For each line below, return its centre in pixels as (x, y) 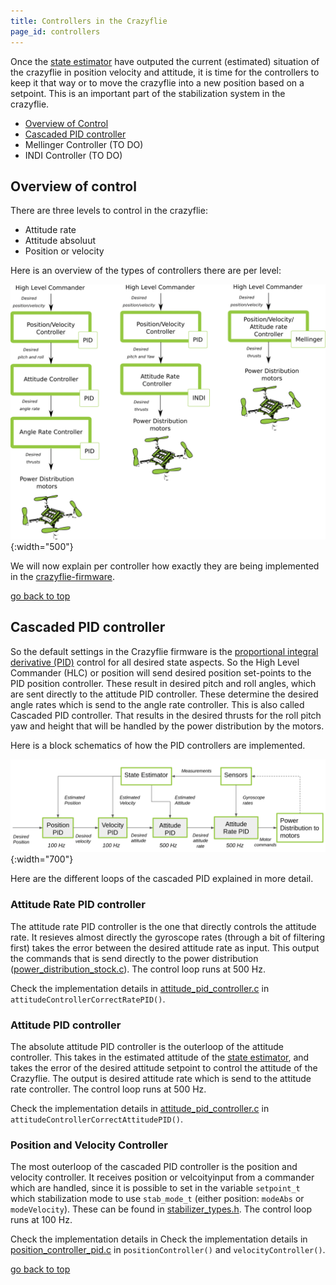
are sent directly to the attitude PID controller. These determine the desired (164, 694)
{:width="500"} (42, 546)
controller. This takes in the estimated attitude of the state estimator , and (160, 1057)
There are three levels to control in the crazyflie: (109, 211)
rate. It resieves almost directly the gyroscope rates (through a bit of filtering (168, 937)
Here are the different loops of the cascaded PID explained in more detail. (162, 879)
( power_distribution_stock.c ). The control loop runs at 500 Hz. (138, 969)
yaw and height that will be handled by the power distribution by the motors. (167, 726)
